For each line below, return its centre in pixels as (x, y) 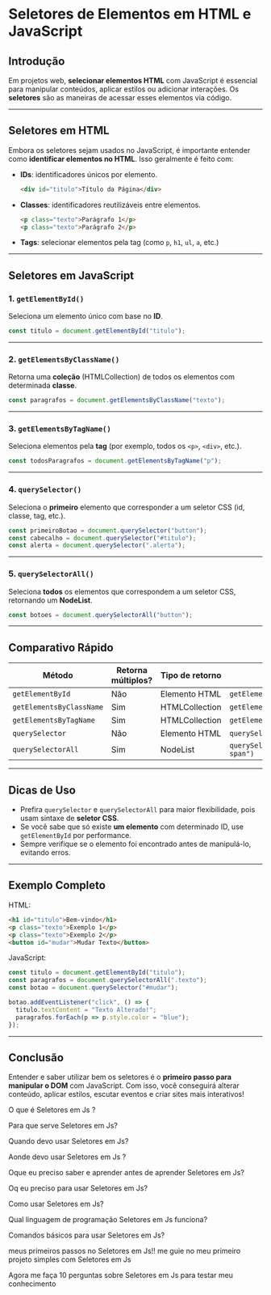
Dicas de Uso (42, 790)
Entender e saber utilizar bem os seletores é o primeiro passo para (120, 1077)
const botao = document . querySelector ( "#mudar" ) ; (94, 988)
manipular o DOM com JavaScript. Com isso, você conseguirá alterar (124, 1086)
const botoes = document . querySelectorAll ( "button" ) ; (101, 615)
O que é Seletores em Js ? (52, 1110)
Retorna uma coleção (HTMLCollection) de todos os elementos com (122, 377)
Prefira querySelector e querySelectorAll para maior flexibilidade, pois (138, 810)
